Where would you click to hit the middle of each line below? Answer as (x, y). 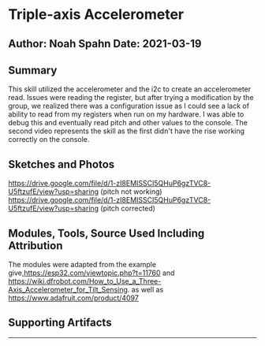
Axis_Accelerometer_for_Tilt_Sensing (68, 290)
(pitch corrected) (128, 208)
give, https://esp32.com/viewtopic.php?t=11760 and (91, 273)
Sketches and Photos (62, 164)
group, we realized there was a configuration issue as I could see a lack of (129, 106)
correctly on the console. (49, 140)
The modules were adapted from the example (82, 265)
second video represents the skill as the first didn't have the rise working (127, 131)
